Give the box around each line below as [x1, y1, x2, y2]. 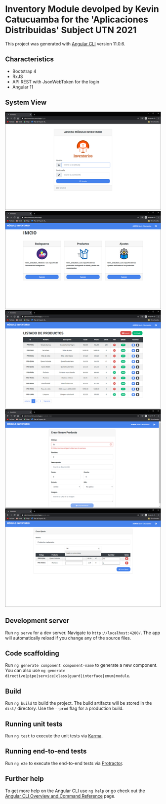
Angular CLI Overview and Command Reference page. [5, 793, 116, 799]
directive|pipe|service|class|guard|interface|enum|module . [5, 673, 130, 679]
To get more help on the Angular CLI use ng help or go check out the [5, 788, 145, 794]
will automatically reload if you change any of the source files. [5, 635, 131, 641]
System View [5, 98, 47, 107]
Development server [5, 616, 70, 625]
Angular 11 [12, 84, 34, 90]
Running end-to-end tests [5, 747, 87, 756]
